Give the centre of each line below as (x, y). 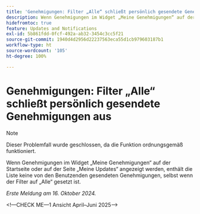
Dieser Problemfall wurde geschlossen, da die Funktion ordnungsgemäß (95, 145)
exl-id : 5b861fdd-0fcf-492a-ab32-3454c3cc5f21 (65, 34)
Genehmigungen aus (59, 116)
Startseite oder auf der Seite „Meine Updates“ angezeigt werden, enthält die (99, 169)
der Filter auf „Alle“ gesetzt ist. (44, 181)
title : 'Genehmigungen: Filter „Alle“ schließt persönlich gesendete (94, 12)
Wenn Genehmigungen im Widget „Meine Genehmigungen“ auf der (88, 163)
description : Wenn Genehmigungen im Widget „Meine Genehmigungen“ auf (96, 17)
